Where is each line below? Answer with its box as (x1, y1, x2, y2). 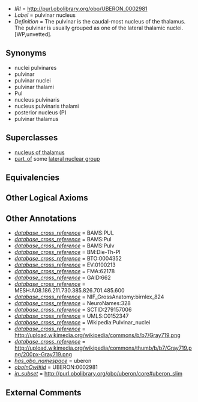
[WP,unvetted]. (14, 31, 52, 38)
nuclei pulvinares (14, 64, 57, 71)
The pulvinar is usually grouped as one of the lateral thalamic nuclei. (14, 24, 184, 31)
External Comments (5, 388, 82, 398)
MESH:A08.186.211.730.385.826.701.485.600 (14, 287, 125, 294)
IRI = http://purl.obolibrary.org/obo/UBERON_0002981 (14, 5, 148, 12)
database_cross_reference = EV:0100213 (14, 261, 116, 268)
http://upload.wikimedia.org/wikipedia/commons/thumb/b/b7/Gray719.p (14, 344, 192, 351)
